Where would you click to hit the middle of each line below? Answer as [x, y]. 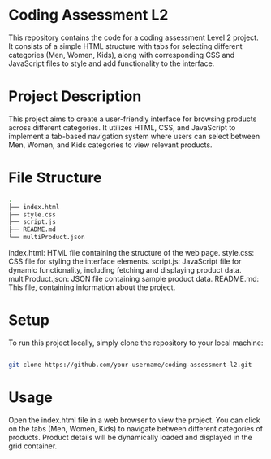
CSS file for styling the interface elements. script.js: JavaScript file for [125, 261]
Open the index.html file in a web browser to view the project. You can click [135, 420]
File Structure [55, 178]
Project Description [75, 96]
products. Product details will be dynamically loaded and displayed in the [131, 437]
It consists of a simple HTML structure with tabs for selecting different [125, 46]
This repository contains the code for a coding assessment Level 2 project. [133, 37]
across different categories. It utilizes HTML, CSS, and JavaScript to [122, 127]
